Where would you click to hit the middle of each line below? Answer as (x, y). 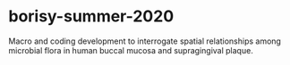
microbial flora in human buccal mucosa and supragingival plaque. (131, 50)
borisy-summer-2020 (91, 16)
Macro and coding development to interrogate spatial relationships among (145, 41)
